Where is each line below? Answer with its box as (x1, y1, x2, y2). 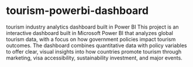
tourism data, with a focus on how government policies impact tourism (6, 36, 176, 43)
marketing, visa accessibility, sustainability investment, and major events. (6, 54, 182, 61)
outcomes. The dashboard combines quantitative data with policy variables (6, 42, 187, 49)
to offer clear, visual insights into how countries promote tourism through (6, 48, 182, 55)
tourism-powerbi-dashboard (6, 4, 149, 17)
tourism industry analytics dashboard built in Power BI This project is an (6, 23, 180, 30)
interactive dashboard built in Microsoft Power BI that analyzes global (6, 29, 174, 36)
